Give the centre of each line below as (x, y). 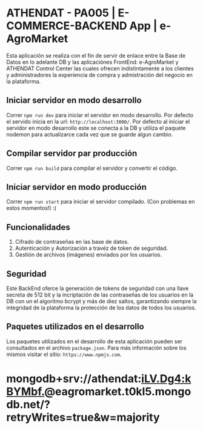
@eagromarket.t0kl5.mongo (118, 392)
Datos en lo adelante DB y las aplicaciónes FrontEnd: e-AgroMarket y (92, 62)
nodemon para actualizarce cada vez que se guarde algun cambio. (90, 134)
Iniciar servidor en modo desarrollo (74, 100)
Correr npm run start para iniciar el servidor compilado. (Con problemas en (101, 202)
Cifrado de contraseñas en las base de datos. (72, 242)
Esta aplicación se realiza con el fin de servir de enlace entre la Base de (96, 55)
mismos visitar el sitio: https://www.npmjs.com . (64, 354)
